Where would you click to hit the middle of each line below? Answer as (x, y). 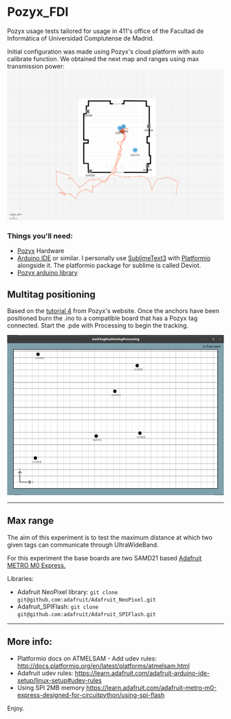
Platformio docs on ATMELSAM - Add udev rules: (87, 658)
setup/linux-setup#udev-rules (59, 680)
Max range (31, 521)
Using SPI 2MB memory (51, 687)
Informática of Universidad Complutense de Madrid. (81, 38)
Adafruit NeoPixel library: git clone (67, 592)
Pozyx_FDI (38, 12)
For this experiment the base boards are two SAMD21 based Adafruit (104, 558)
